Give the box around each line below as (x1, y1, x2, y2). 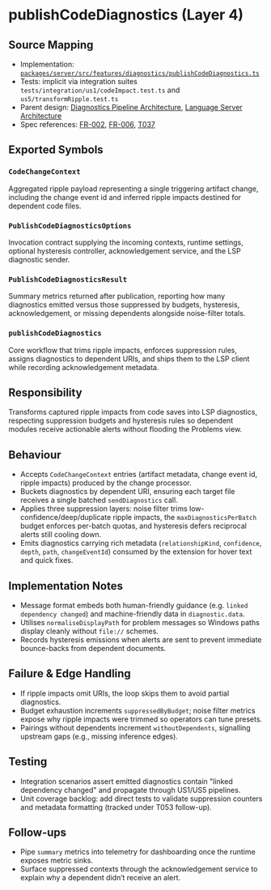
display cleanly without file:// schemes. (19, 626, 159, 637)
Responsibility (8, 385, 83, 399)
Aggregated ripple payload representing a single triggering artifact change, (8, 184, 259, 194)
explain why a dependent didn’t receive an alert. (19, 873, 181, 883)
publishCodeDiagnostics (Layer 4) (8, 6, 244, 24)
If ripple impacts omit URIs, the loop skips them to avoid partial (19, 688, 230, 698)
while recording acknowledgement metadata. (8, 362, 159, 372)
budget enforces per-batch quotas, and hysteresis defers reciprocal (19, 521, 247, 531)
